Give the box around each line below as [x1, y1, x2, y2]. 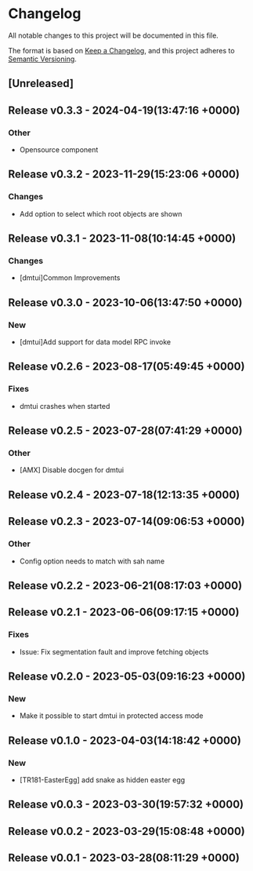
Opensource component [19, 145, 99, 155]
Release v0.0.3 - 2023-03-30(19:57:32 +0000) [8, 798, 244, 811]
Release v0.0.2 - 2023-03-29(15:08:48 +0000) [8, 825, 245, 838]
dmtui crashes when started [19, 401, 110, 410]
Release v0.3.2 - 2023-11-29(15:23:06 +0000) [8, 168, 240, 181]
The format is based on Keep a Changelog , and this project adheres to [8, 46, 235, 55]
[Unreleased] [8, 77, 74, 90]
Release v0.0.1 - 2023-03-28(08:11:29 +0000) [8, 851, 240, 865]
